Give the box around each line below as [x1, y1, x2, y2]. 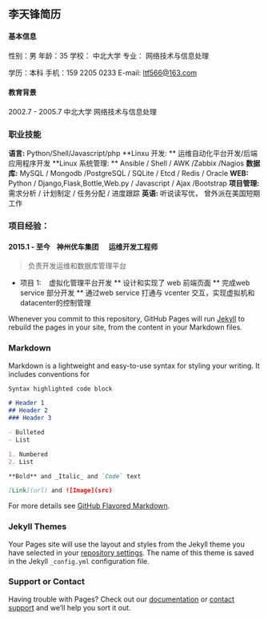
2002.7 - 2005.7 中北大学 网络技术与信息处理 [8, 106, 158, 116]
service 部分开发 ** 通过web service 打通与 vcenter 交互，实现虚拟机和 [19, 288, 255, 298]
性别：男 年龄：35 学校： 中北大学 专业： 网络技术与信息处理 [8, 50, 210, 60]
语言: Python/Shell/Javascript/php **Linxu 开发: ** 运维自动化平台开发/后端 [8, 149, 258, 158]
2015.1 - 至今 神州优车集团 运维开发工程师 [8, 242, 158, 251]
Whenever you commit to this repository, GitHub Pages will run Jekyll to [8, 314, 246, 324]
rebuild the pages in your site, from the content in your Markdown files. [8, 322, 242, 332]
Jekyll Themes [8, 521, 67, 532]
